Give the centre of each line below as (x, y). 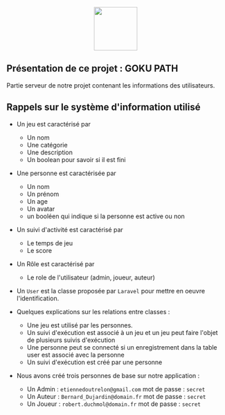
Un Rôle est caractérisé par (55, 263)
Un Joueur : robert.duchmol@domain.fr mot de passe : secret (114, 404)
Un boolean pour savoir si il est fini (76, 159)
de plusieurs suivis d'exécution (71, 340)
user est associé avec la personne (76, 355)
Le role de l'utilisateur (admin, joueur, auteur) (91, 277)
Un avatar (41, 209)
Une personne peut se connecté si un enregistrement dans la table (122, 347)
